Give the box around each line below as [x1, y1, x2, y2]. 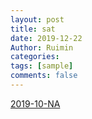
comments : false [10, 71, 78, 81]
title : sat [10, 24, 56, 34]
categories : [10, 52, 60, 62]
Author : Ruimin [10, 42, 74, 53]
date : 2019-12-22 [10, 33, 83, 43]
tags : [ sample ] [10, 61, 74, 71]
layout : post [10, 14, 65, 25]
